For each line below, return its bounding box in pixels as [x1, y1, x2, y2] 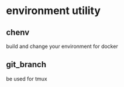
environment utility [6, 4, 101, 18]
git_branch [6, 60, 47, 69]
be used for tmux [6, 75, 48, 82]
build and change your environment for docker [6, 43, 118, 50]
